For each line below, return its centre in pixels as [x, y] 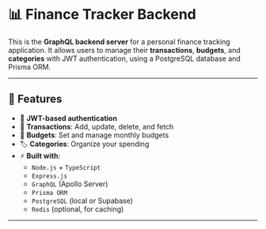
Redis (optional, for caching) [78, 208]
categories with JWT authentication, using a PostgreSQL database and [125, 58]
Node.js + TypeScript [66, 167]
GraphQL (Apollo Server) [70, 184]
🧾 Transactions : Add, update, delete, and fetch [97, 126]
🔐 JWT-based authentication [68, 118]
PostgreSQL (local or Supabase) [82, 201]
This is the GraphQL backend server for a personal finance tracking [120, 41]
